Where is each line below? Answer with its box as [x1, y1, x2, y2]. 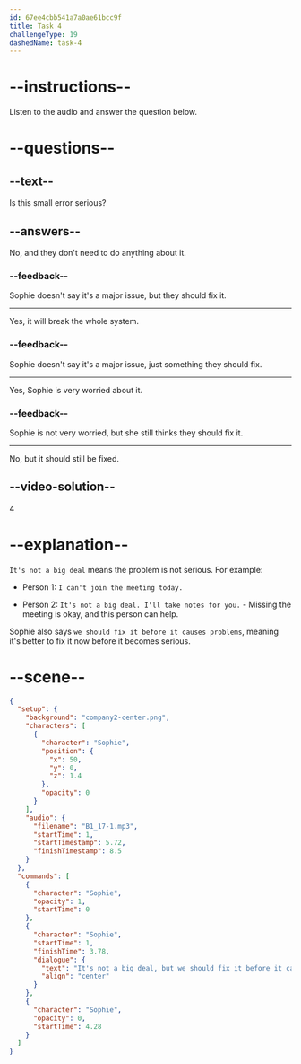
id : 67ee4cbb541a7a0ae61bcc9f [9, 13, 123, 22]
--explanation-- [9, 534, 129, 555]
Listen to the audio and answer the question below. [9, 107, 198, 118]
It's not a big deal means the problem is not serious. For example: [9, 564, 263, 575]
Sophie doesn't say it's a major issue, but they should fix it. [9, 290, 227, 301]
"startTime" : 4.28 [32, 1022, 102, 1031]
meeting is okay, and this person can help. [21, 608, 179, 620]
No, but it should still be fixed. [9, 453, 119, 463]
